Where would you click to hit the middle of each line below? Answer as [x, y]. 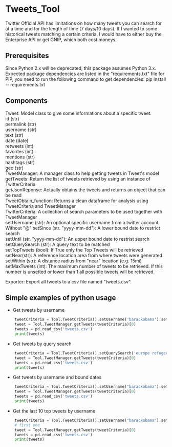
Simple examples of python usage [61, 298]
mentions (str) [20, 157]
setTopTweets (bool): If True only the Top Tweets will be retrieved [74, 249]
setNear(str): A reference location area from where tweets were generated [84, 255]
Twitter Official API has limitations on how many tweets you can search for [84, 23]
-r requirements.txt [25, 84]
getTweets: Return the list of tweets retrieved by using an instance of [78, 178]
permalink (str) [21, 124]
